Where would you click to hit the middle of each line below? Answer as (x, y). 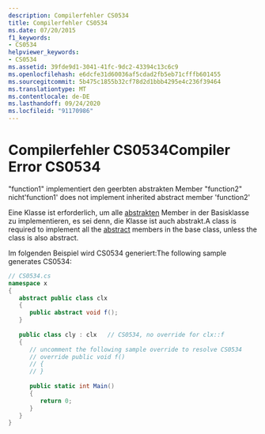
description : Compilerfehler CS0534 (68, 15)
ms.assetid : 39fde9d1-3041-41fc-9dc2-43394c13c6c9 (93, 67)
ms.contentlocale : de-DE (49, 96)
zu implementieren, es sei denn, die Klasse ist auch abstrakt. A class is (123, 221)
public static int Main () (72, 387)
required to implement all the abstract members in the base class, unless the (133, 229)
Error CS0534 (55, 167)
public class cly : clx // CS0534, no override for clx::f (121, 334)
